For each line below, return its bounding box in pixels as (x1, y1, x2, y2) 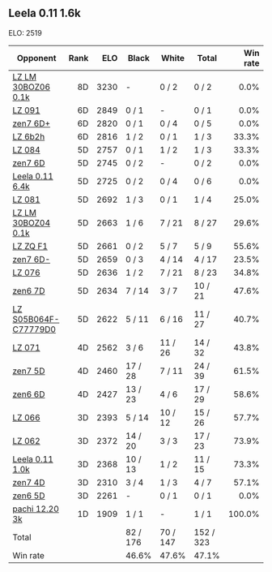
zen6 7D (12, 285, 45, 296)
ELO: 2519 (8, 28, 42, 37)
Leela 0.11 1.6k (8, 6, 81, 20)
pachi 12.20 (12, 503, 59, 514)
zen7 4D (12, 476, 45, 488)
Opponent (16, 52, 57, 63)
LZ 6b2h (12, 131, 45, 142)
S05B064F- (12, 313, 60, 325)
